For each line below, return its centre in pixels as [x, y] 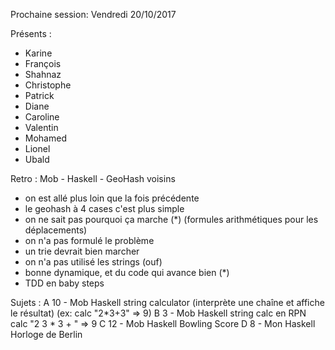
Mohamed [45, 138]
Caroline [42, 117]
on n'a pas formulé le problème [89, 240]
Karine [38, 53]
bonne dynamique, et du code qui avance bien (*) [127, 272]
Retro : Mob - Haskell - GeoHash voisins [93, 178]
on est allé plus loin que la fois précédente [112, 198]
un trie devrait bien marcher [82, 251]
